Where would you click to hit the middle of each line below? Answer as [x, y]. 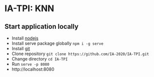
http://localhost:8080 [33, 69]
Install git [21, 48]
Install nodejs [25, 38]
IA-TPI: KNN [29, 9]
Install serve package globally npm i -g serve [57, 43]
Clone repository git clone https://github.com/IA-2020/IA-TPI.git [80, 54]
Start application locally [42, 27]
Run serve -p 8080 [30, 64]
